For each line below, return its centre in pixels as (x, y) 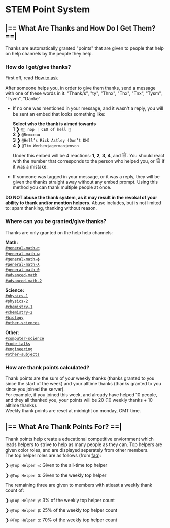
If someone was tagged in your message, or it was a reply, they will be (86, 177)
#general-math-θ (22, 270)
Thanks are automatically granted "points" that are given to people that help (84, 48)
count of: (15, 490)
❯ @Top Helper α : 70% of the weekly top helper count (61, 520)
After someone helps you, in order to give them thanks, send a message (80, 88)
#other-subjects (22, 354)
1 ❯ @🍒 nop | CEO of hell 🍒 (42, 129)
